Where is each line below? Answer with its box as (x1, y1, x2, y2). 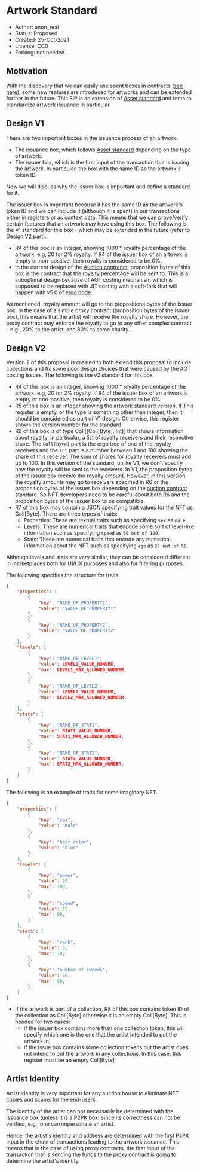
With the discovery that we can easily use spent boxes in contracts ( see (6, 82, 183, 89)
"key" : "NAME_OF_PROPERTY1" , (38, 600, 111, 606)
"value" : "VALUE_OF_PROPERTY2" (38, 627, 116, 634)
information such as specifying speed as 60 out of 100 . (23, 529, 160, 537)
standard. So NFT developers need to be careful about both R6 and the (14, 491, 190, 498)
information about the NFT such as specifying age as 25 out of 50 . (23, 542, 189, 549)
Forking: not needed (14, 48, 65, 56)
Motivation (6, 66, 48, 77)
